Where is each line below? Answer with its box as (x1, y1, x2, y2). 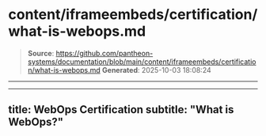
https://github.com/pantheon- (55, 48, 154, 58)
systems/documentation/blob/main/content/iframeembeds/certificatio (27, 57, 256, 66)
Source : (27, 48, 55, 58)
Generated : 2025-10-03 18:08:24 (101, 65, 211, 74)
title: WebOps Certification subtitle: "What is (8, 103, 234, 116)
